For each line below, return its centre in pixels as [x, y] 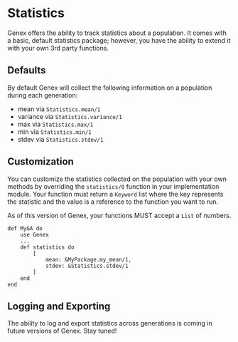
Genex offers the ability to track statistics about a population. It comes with [117, 33]
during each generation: [43, 95]
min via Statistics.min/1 [55, 131]
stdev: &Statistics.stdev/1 [87, 266]
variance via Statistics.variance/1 [70, 116]
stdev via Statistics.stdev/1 [60, 139]
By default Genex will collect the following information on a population [110, 88]
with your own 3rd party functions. [58, 48]
